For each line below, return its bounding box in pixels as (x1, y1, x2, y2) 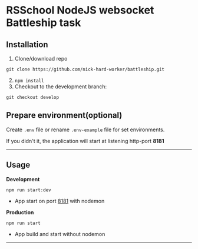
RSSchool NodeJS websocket (6, 4, 154, 17)
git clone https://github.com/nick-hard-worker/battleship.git (6, 67, 165, 72)
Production (6, 208, 34, 215)
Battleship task (6, 16, 81, 29)
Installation (6, 39, 48, 49)
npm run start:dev (6, 187, 51, 193)
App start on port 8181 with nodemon (14, 197, 105, 204)
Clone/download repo (14, 55, 68, 62)
